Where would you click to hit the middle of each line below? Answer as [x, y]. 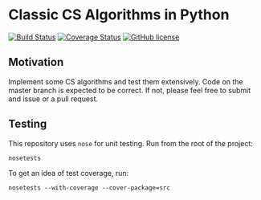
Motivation [36, 62]
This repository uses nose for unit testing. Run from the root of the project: [130, 143]
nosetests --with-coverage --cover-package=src [90, 188]
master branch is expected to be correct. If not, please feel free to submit [130, 90]
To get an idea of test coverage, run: [69, 173]
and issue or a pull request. [53, 99]
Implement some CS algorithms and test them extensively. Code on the [126, 81]
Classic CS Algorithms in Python [119, 15]
